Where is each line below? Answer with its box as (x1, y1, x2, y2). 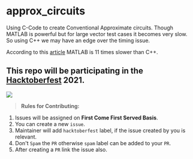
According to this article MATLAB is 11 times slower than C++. (6, 48, 158, 55)
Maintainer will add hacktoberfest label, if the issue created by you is (14, 127, 186, 134)
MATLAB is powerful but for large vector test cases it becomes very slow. (6, 30, 188, 37)
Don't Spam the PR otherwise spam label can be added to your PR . (14, 139, 171, 146)
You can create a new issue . (14, 120, 85, 127)
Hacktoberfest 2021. (6, 75, 85, 85)
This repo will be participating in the (6, 66, 144, 76)
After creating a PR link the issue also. (14, 146, 108, 153)
